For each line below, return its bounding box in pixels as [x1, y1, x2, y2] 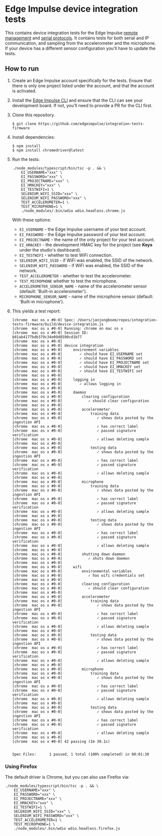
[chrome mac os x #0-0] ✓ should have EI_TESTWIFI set [12, 368, 143, 373]
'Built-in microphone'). [19, 298, 65, 305]
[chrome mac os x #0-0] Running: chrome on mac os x [12, 326, 123, 331]
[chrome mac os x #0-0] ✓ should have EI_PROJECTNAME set [12, 360, 149, 365]
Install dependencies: [12, 134, 55, 140]
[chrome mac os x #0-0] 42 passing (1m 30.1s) [12, 739, 110, 744]
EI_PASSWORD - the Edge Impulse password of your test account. [19, 231, 146, 237]
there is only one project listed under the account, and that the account [12, 83, 154, 89]
